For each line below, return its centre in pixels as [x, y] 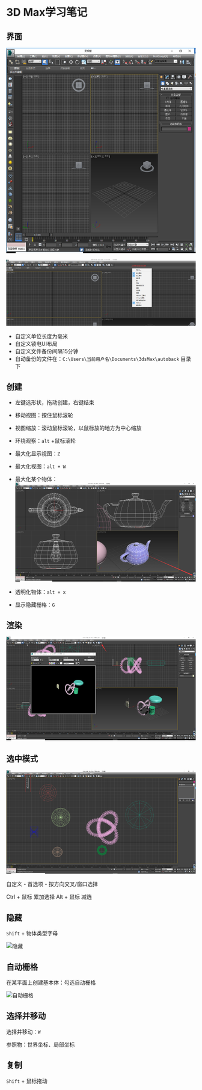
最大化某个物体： [36, 479]
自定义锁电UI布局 [36, 343]
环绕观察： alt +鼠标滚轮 [45, 441]
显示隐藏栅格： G [35, 605]
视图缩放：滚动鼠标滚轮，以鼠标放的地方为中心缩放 [78, 428]
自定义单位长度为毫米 [41, 336]
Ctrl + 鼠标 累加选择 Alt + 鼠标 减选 [49, 897]
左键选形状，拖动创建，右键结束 [54, 402]
